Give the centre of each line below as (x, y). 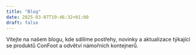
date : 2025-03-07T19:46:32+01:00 (48, 17)
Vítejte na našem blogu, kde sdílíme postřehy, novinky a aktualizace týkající (98, 40)
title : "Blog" (24, 12)
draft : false (22, 22)
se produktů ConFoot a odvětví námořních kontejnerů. (72, 46)
